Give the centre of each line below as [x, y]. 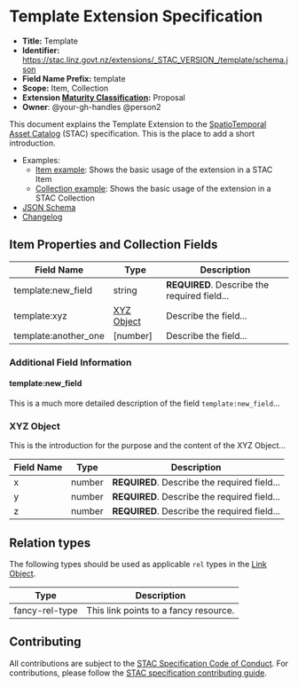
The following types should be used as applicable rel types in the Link [138, 564]
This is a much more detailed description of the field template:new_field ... [145, 403]
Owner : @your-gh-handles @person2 [91, 107]
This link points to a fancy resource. [161, 610]
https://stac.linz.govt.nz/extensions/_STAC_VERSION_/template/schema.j [155, 59]
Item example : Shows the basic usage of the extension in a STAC [154, 170]
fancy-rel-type [46, 610]
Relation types [50, 543]
